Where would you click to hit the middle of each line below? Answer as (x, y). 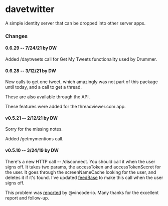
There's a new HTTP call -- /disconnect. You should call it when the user (80, 161)
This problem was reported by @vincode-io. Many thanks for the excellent (82, 192)
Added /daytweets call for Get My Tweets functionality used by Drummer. (81, 59)
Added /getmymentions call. (34, 139)
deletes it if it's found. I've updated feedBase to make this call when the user (84, 177)
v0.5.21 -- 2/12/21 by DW (31, 118)
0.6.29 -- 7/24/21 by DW (31, 48)
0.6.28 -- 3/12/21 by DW (31, 71)
